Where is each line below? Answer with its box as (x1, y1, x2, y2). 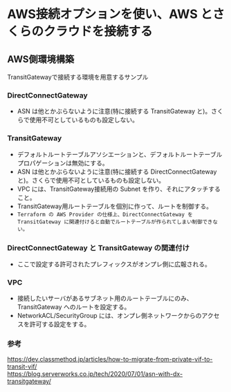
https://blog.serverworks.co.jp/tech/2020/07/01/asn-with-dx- (7, 370, 183, 378)
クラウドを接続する (44, 24, 154, 39)
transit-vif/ (7, 362, 37, 371)
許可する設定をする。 (29, 320, 91, 328)
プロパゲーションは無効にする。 (17, 158, 109, 167)
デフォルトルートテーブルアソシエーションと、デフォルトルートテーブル (17, 150, 223, 158)
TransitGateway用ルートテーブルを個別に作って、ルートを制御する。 (17, 202, 213, 210)
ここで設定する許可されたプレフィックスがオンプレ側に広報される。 (17, 260, 211, 268)
